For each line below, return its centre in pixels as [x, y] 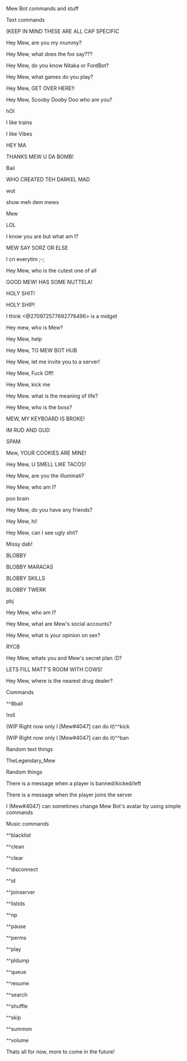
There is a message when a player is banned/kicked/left [74, 783]
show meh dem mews [33, 202]
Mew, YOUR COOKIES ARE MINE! [46, 453]
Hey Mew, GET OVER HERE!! [40, 88]
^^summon [19, 1029]
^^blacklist [18, 835]
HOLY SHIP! [21, 305]
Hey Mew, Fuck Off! [30, 373]
